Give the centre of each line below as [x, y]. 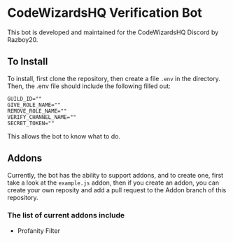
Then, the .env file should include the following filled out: [89, 86]
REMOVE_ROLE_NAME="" [37, 111]
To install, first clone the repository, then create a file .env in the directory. [114, 78]
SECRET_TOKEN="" [31, 123]
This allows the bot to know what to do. [64, 136]
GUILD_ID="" [24, 99]
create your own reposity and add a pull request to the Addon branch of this [117, 190]
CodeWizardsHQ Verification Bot [105, 13]
